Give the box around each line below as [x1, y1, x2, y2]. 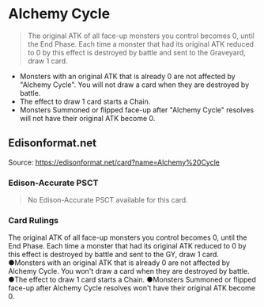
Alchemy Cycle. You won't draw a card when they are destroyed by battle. [8, 267, 250, 276]
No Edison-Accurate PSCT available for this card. [27, 195, 188, 205]
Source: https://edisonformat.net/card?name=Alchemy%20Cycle [8, 157, 220, 167]
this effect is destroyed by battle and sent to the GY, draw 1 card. [8, 250, 220, 260]
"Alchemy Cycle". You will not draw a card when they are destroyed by [19, 80, 250, 89]
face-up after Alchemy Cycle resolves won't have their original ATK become [8, 283, 255, 293]
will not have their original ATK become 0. [19, 113, 156, 123]
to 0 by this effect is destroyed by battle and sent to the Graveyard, [27, 47, 247, 57]
